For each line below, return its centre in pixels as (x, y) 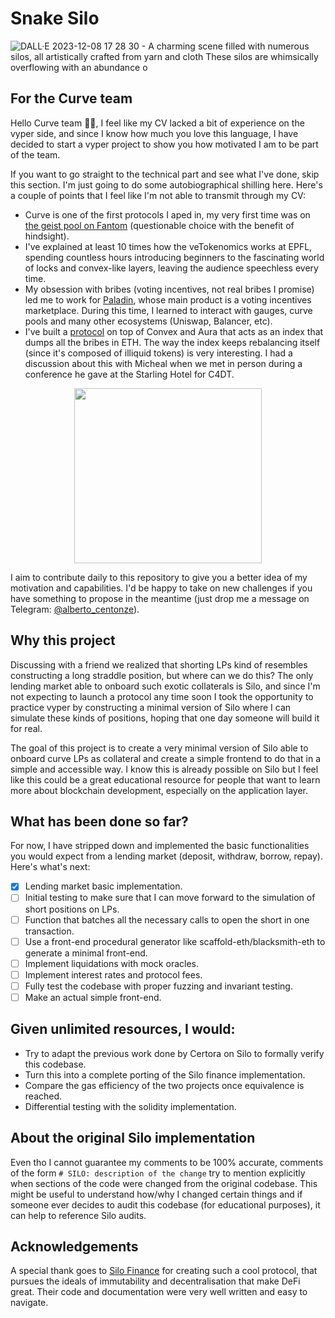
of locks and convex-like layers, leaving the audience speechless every (171, 268)
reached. (43, 1096)
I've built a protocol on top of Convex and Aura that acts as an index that (174, 331)
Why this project (63, 640)
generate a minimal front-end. (86, 953)
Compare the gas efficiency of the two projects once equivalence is (164, 1085)
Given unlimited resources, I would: (123, 1029)
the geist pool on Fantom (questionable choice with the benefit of (159, 225)
